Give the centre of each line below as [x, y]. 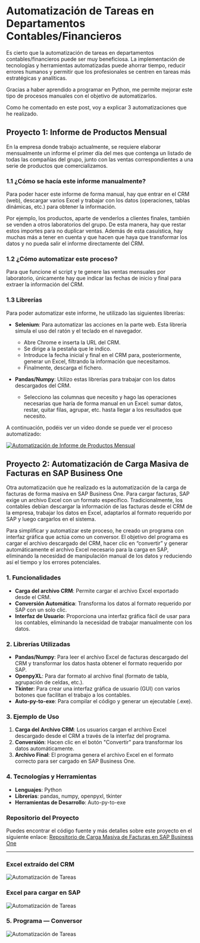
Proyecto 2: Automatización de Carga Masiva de [98, 464]
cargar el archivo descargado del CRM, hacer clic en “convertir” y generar [97, 543]
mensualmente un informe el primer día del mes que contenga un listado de [99, 153]
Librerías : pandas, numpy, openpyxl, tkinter [68, 796]
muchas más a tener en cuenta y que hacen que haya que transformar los [97, 237]
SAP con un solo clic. [41, 610]
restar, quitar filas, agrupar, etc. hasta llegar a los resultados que [103, 409]
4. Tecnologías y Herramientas [51, 776]
